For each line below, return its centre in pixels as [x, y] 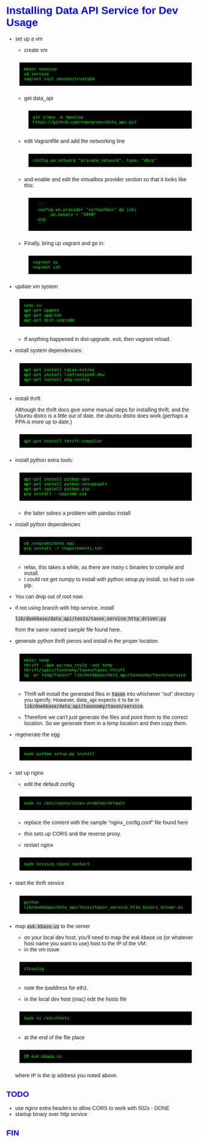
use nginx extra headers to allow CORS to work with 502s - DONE [92, 1108]
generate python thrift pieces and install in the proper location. [87, 641]
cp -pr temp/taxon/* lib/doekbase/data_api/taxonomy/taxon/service [105, 675]
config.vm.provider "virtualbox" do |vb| [87, 209]
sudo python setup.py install [59, 754]
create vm [36, 50]
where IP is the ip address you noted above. [66, 1076]
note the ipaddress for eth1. [56, 988]
